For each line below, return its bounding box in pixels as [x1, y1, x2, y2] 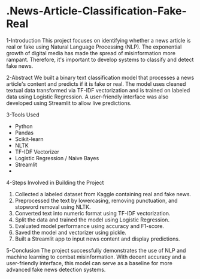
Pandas [14, 129, 34, 136]
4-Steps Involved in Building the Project [6, 179, 104, 186]
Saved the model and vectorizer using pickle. [14, 229, 127, 236]
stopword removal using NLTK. [14, 203, 91, 211]
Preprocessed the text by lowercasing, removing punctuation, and [14, 197, 178, 204]
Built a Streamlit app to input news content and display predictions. [14, 235, 180, 242]
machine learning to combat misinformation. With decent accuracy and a [6, 253, 186, 260]
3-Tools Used [6, 111, 40, 118]
